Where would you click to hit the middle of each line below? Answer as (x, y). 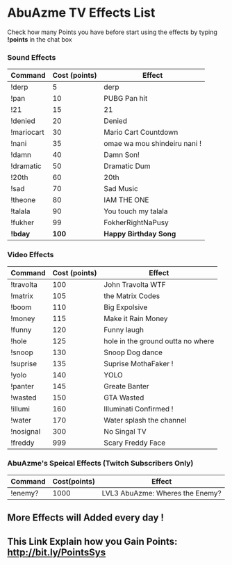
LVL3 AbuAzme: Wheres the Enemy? (161, 493)
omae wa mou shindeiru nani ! (152, 144)
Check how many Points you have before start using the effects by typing (112, 32)
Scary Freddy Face (134, 443)
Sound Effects (32, 57)
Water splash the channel (145, 420)
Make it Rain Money (136, 318)
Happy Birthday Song (140, 234)
